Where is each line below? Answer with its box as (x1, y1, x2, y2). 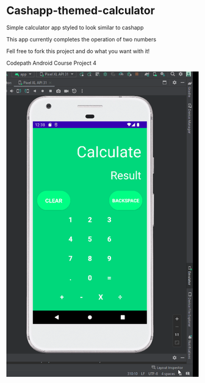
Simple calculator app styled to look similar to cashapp (6, 24, 144, 31)
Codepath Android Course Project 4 (6, 59, 96, 66)
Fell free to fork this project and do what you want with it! (6, 47, 150, 55)
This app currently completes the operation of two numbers (6, 35, 157, 43)
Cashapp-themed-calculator (6, 4, 156, 18)
